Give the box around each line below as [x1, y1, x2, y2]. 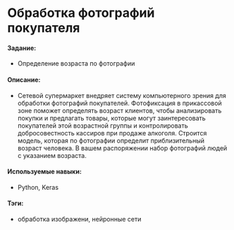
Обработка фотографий [7, 5, 155, 21]
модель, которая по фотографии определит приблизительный [17, 136, 205, 145]
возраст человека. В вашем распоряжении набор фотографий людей [17, 143, 228, 152]
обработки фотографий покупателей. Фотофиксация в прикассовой [17, 99, 222, 107]
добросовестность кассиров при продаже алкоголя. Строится [17, 128, 207, 137]
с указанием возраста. [17, 151, 87, 159]
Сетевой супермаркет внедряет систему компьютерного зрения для [17, 91, 227, 99]
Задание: [7, 44, 37, 52]
